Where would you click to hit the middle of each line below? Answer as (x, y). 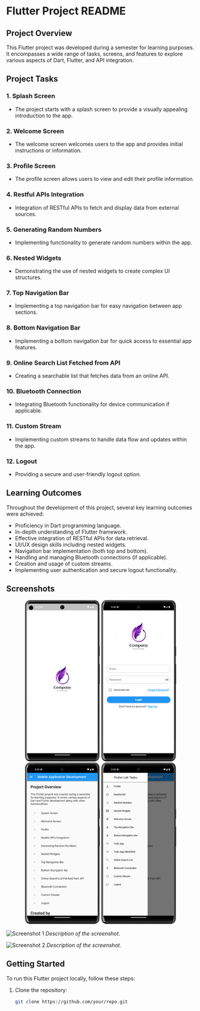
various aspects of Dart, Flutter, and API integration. (70, 60)
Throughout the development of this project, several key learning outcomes (99, 507)
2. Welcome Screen (35, 131)
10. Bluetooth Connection (44, 391)
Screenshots (31, 589)
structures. (28, 277)
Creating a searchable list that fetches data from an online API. (92, 376)
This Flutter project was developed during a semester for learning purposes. (100, 47)
